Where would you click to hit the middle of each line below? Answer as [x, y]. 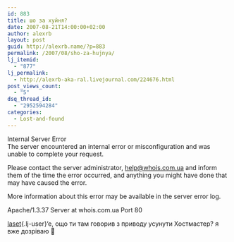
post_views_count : [34, 86]
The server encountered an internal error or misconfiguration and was [109, 146]
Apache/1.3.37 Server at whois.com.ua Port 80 [75, 210]
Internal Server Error [37, 139]
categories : [25, 112]
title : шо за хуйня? [38, 20]
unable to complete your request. [56, 154]
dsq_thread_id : [30, 99]
